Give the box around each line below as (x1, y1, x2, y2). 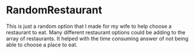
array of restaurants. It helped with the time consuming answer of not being (6, 35, 189, 42)
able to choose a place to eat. (6, 41, 78, 48)
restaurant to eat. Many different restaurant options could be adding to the (6, 28, 186, 35)
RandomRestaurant (6, 3, 103, 17)
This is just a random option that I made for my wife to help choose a (6, 23, 172, 30)
